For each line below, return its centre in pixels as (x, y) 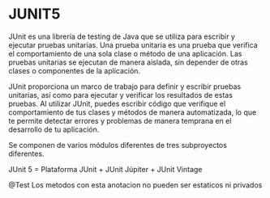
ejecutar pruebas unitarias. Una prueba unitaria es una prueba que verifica (133, 44)
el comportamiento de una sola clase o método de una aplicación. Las (125, 53)
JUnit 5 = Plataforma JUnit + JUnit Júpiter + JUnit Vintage (105, 169)
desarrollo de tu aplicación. (54, 129)
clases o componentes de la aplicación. (74, 70)
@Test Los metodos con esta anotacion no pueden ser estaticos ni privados (135, 185)
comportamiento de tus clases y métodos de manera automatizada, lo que (133, 112)
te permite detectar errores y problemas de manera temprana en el (120, 120)
